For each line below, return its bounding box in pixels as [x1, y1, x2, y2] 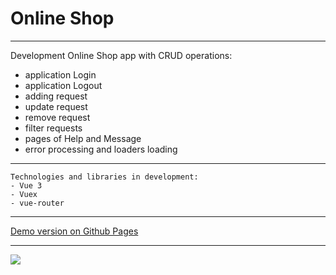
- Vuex [10, 189, 38, 199]
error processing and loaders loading [24, 143, 178, 155]
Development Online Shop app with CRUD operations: [10, 49, 233, 61]
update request [24, 100, 88, 112]
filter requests [24, 122, 83, 134]
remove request [24, 111, 91, 123]
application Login [24, 68, 97, 81]
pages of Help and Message [24, 132, 142, 144]
